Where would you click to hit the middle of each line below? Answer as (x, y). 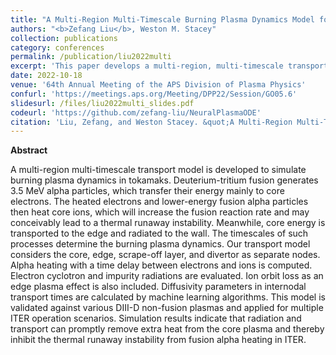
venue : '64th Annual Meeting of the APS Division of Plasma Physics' (158, 85)
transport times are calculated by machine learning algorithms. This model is (168, 297)
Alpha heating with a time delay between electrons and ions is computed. (161, 265)
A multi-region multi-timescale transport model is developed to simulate (158, 170)
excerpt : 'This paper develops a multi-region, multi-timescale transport (169, 66)
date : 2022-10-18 (46, 76)
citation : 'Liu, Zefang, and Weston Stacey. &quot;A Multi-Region (151, 122)
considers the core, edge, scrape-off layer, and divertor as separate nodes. (165, 255)
